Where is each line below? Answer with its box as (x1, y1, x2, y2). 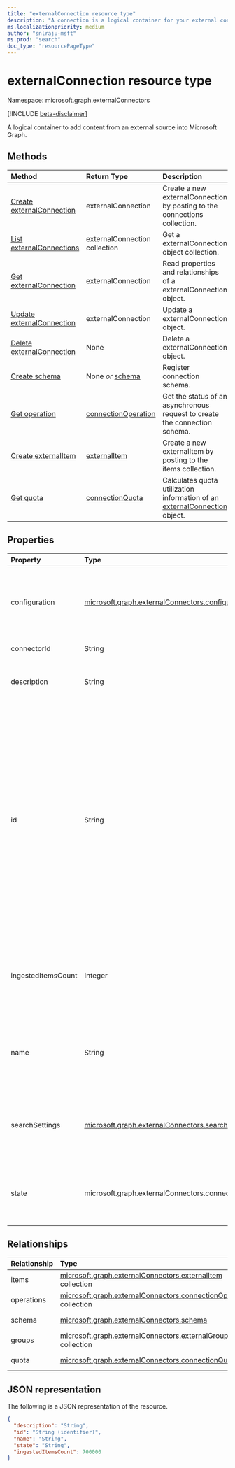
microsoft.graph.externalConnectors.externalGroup (59, 1331, 229, 1341)
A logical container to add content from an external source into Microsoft (7, 123, 218, 131)
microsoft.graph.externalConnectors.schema (59, 1316, 208, 1325)
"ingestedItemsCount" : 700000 (13, 1448, 101, 1455)
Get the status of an (162, 391, 227, 401)
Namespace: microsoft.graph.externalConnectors (7, 96, 150, 104)
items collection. (162, 464, 217, 473)
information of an (162, 492, 219, 502)
